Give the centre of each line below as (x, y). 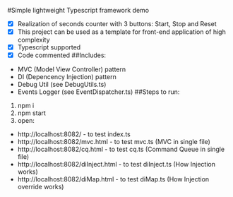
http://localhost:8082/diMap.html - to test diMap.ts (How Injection (113, 179)
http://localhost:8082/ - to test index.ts (74, 134)
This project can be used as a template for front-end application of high (121, 32)
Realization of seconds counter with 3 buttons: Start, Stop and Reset (117, 24)
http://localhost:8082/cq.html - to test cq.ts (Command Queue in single (121, 149)
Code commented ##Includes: (62, 55)
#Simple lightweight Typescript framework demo (78, 10)
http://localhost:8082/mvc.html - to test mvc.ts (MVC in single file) (114, 142)
